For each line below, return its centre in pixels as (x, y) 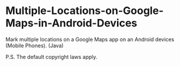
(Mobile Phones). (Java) (35, 46)
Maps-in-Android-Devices (71, 23)
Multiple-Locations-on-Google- (85, 11)
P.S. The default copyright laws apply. (51, 57)
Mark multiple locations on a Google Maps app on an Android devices (90, 39)
